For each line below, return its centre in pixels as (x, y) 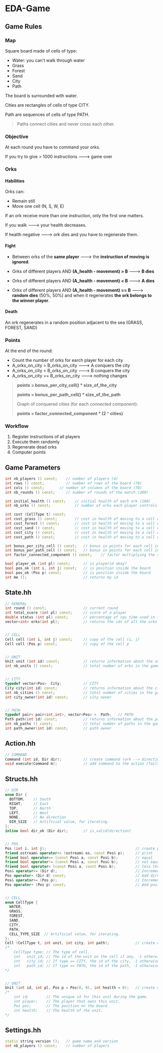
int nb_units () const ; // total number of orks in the (77, 666)
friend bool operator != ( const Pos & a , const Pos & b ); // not (77, 862)
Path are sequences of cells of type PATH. (47, 114)
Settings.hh (23, 1030)
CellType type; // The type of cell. (52, 952)
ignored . (21, 262)
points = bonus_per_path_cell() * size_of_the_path (69, 395)
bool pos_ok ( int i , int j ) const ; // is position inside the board (78, 568)
